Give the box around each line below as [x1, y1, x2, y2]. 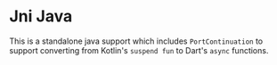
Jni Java [9, 6, 73, 27]
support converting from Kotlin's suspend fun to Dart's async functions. [9, 45, 269, 55]
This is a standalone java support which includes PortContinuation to [9, 36, 264, 46]
